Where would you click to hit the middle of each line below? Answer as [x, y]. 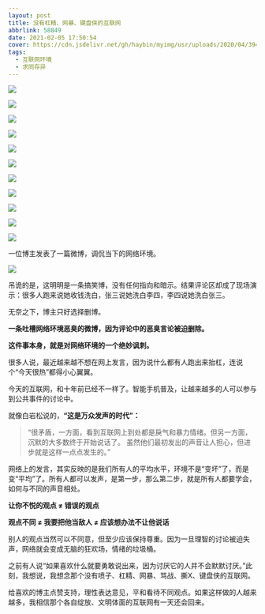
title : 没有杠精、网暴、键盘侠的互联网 [65, 23]
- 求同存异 [31, 67]
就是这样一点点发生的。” [72, 452]
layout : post [30, 15]
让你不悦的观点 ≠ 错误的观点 [54, 505]
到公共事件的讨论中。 [43, 398]
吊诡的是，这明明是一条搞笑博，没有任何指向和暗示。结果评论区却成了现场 [129, 284]
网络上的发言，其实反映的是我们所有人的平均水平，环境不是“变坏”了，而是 [129, 469]
